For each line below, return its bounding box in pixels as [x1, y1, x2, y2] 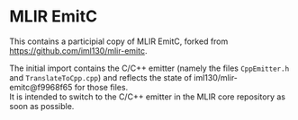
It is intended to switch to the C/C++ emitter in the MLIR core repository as [9, 91, 286, 102]
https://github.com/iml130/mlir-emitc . [9, 45, 148, 56]
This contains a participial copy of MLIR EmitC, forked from [9, 36, 229, 47]
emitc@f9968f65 [9, 81, 73, 92]
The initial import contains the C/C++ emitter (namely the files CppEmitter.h [9, 63, 290, 73]
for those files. [74, 81, 129, 92]
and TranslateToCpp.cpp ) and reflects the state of [9, 72, 192, 82]
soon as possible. [9, 100, 75, 111]
